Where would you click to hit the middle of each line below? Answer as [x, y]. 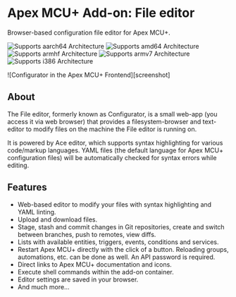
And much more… [43, 286]
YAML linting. [37, 212]
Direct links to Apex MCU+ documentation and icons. [95, 264]
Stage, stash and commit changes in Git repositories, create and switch [121, 226]
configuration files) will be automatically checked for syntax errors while [112, 157]
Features [27, 187]
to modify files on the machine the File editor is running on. [111, 129]
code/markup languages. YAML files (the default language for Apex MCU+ [116, 150]
